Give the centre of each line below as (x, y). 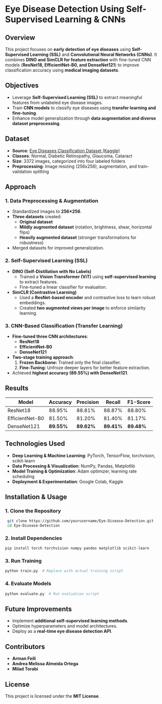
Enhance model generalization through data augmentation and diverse (84, 118)
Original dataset (36, 222)
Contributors (25, 646)
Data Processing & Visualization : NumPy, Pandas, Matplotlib (73, 466)
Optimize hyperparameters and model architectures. (65, 626)
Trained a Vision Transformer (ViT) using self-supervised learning (88, 277)
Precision (88, 402)
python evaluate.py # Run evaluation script (52, 594)
